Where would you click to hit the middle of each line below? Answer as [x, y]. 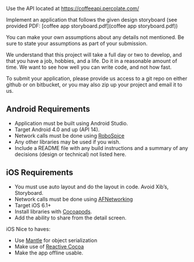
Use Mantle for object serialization [56, 240]
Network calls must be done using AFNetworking [74, 199]
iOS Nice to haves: [28, 229]
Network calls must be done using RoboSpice [69, 135]
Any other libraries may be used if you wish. [67, 142]
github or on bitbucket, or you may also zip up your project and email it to [94, 85]
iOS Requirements [40, 172]
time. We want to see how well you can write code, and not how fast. [89, 67]
